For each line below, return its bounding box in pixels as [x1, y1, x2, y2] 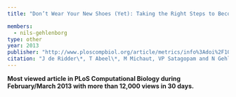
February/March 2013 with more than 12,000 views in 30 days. [7, 82, 195, 90]
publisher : [7, 49, 39, 56]
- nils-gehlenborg [13, 29, 68, 36]
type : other [7, 36, 42, 43]
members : [7, 22, 33, 30]
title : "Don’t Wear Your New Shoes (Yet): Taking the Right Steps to [7, 10, 216, 17]
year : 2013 [7, 43, 39, 50]
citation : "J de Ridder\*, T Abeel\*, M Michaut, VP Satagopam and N [7, 55, 216, 63]
